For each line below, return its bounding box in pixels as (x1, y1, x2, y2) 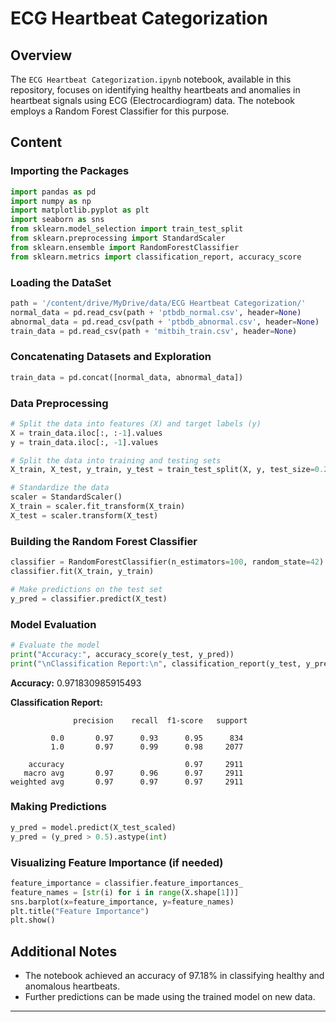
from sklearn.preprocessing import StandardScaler (10, 233, 226, 244)
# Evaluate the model (10, 640, 101, 650)
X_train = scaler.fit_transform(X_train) (10, 502, 186, 512)
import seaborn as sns (10, 215, 105, 225)
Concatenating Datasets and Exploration (10, 350, 212, 364)
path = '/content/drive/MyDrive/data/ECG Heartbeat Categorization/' (10, 298, 307, 308)
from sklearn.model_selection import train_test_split (10, 224, 244, 234)
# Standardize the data (10, 483, 110, 493)
